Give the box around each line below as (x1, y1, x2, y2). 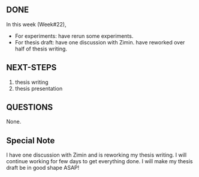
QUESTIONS (6, 102, 53, 113)
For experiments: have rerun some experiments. (14, 32, 134, 40)
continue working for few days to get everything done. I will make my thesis (6, 158, 193, 165)
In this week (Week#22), (6, 20, 67, 28)
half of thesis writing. (14, 45, 68, 52)
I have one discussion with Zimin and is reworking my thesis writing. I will (6, 151, 187, 158)
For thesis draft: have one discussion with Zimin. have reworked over (14, 38, 185, 46)
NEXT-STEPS (6, 62, 57, 73)
